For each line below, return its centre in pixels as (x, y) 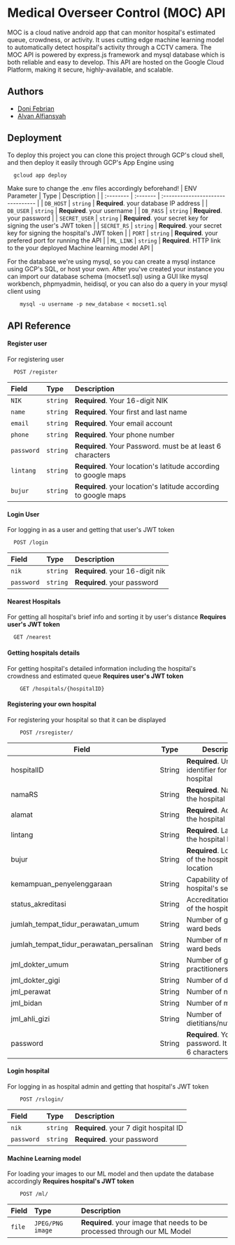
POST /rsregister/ (47, 733)
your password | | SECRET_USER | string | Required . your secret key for (108, 218)
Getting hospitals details (44, 653)
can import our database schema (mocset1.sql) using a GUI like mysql (108, 277)
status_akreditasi (38, 904)
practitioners (207, 969)
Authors (26, 91)
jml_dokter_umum (40, 964)
